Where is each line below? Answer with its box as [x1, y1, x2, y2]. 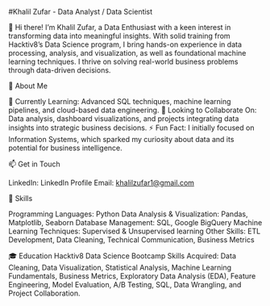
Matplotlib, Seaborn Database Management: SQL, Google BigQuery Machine [8, 218, 263, 227]
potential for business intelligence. [8, 143, 123, 153]
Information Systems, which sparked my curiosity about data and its [8, 135, 235, 144]
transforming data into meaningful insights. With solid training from [8, 31, 231, 40]
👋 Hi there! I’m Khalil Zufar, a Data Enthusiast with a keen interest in [8, 23, 231, 31]
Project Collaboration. [8, 288, 81, 298]
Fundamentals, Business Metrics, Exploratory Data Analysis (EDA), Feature [8, 271, 256, 281]
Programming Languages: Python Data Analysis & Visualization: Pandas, [8, 209, 248, 219]
